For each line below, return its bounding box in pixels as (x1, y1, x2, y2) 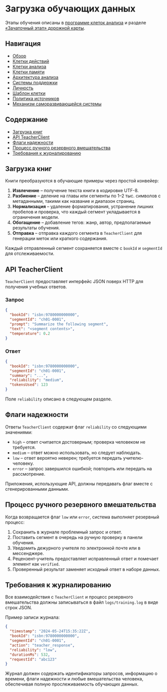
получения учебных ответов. (5, 284, 67, 290)
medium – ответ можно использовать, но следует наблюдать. (12, 450, 141, 456)
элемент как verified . (12, 561, 60, 567)
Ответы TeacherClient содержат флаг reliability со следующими (5, 424, 147, 430)
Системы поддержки (12, 79, 57, 85)
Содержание (5, 115, 48, 124)
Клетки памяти (12, 69, 45, 75)
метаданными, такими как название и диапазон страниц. (12, 198, 135, 204)
